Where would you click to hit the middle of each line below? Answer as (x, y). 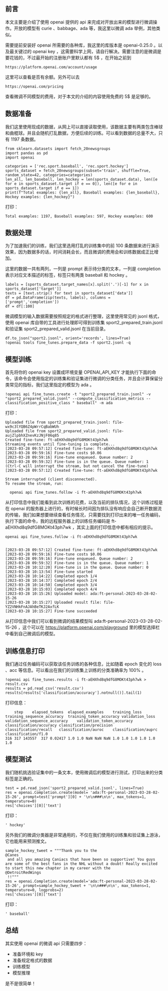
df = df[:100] (20, 307)
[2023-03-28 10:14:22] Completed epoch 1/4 (51, 576)
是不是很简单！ (20, 983)
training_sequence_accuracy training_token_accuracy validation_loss (80, 717)
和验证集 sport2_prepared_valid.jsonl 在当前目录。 (57, 329)
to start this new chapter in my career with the (58, 868)
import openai (20, 157)
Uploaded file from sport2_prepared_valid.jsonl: (58, 431)
